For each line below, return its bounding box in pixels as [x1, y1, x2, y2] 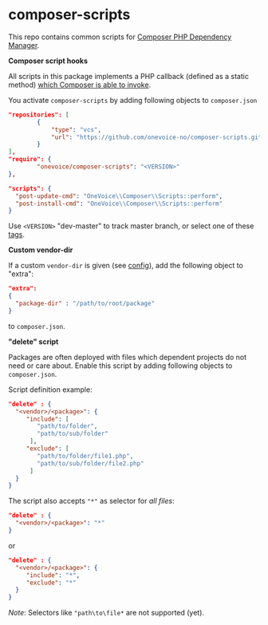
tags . [8, 230, 26, 239]
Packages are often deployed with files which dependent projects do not [8, 352, 247, 362]
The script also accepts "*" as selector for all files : [8, 496, 175, 506]
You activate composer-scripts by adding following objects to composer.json [8, 95, 258, 105]
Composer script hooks [8, 56, 89, 65]
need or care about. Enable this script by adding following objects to [8, 361, 233, 370]
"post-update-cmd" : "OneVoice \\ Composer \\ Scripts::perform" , [15, 192, 223, 200]
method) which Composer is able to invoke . [8, 80, 152, 89]
